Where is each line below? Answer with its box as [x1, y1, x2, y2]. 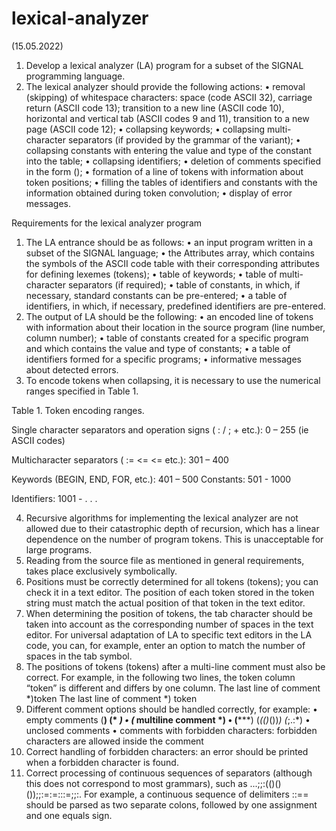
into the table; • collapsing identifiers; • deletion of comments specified [25, 155, 322, 167]
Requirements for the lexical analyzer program [11, 217, 203, 229]
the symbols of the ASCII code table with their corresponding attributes [25, 257, 320, 269]
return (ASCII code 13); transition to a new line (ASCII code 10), [25, 102, 285, 114]
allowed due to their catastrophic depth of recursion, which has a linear [25, 522, 320, 534]
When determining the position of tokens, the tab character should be [25, 607, 314, 619]
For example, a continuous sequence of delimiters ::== [83, 788, 309, 800]
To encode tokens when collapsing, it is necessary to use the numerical [25, 374, 321, 386]
